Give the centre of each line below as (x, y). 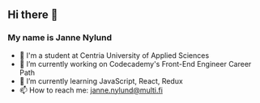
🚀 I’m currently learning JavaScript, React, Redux (101, 80)
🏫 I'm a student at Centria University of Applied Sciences (114, 55)
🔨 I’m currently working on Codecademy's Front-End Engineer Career (135, 64)
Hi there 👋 (33, 15)
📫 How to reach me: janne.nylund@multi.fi (91, 90)
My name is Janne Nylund (60, 38)
